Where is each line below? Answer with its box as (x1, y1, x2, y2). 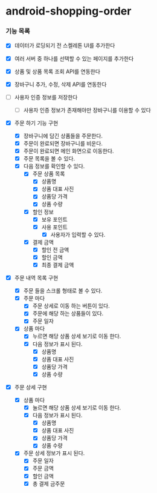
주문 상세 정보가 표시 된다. (23, 449, 85, 457)
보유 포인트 (41, 216, 68, 223)
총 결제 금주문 (32, 480, 65, 487)
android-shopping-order (5, 4, 132, 18)
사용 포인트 (41, 223, 68, 231)
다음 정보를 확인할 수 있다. (23, 162, 85, 170)
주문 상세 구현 (14, 383, 47, 391)
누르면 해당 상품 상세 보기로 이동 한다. (32, 333, 121, 340)
